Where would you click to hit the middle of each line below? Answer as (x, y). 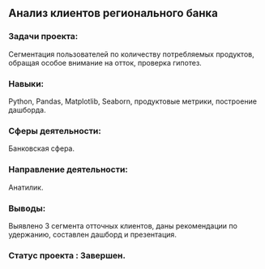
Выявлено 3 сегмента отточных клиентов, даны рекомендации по (123, 225)
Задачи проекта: (43, 36)
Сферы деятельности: (55, 130)
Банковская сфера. (42, 148)
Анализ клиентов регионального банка (113, 13)
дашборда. (27, 109)
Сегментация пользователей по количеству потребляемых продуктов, (131, 54)
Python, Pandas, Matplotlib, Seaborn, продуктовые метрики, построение (133, 101)
